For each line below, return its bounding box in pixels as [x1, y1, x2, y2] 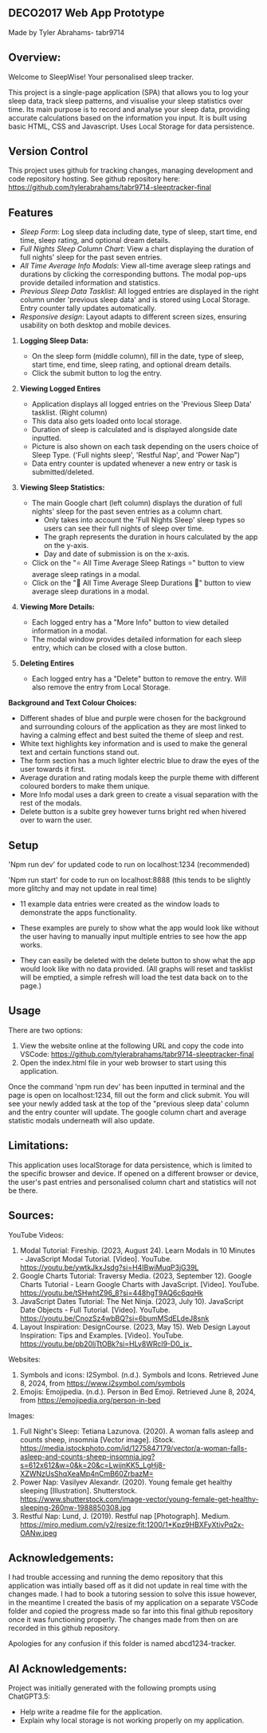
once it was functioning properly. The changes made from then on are [8, 1615, 239, 1624]
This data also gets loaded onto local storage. [31, 416, 182, 426]
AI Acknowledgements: [8, 1662, 128, 1675]
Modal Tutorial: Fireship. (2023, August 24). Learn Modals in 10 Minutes [19, 1246, 256, 1255]
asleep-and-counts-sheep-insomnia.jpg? [19, 1452, 155, 1461]
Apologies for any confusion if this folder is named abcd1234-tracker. [8, 1639, 237, 1648]
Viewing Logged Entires [19, 384, 101, 394]
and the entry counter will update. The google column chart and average [8, 1107, 247, 1117]
